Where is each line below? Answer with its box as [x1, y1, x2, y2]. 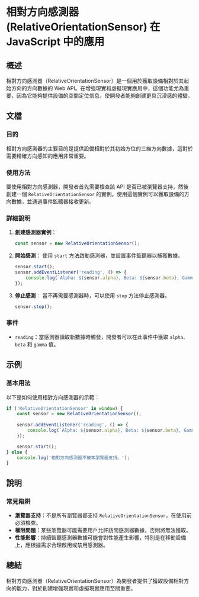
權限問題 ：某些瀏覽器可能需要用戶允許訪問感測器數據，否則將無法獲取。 [14, 527, 191, 534]
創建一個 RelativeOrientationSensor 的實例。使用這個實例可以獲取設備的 [6, 190, 185, 197]
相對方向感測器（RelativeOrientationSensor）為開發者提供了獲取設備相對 [6, 577, 184, 584]
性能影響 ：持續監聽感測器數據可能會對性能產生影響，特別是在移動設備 [14, 534, 187, 541]
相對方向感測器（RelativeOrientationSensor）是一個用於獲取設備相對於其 [6, 78, 184, 84]
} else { [6, 449, 28, 455]
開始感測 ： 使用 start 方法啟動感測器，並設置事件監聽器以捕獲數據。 [14, 252, 184, 259]
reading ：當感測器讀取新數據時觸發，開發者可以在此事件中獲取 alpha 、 [14, 333, 188, 341]
